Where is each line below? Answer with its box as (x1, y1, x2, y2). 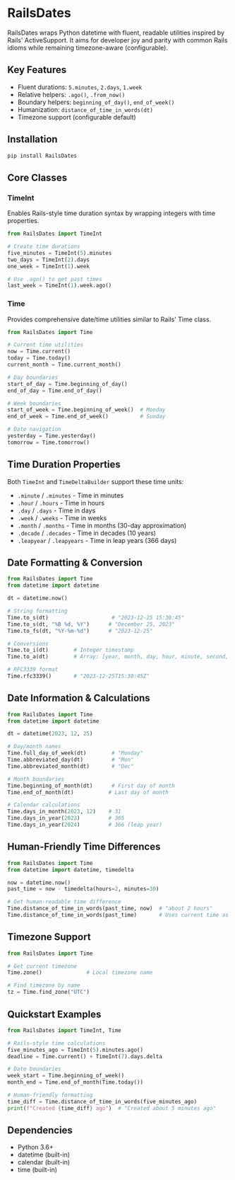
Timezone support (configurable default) (17, 113, 136, 121)
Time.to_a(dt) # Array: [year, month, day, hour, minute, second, (7, 653, 229, 660)
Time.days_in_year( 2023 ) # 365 (7, 815, 125, 822)
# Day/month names (7, 743, 61, 750)
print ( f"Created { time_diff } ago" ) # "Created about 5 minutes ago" (7, 1104, 217, 1112)
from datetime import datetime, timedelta (7, 866, 134, 873)
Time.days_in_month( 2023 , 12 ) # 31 (7, 808, 121, 815)
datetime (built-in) (17, 1150, 71, 1159)
